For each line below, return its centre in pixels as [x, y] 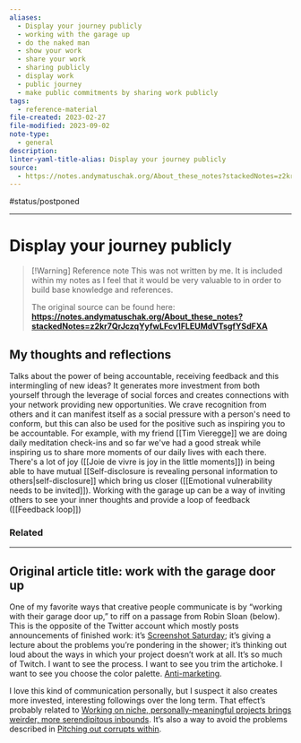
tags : [19, 101]
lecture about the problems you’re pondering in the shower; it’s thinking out [148, 645]
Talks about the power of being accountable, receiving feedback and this [144, 376]
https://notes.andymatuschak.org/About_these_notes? [137, 317]
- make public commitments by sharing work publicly [118, 92]
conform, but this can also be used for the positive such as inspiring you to [147, 423]
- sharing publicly [54, 68]
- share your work [52, 59]
